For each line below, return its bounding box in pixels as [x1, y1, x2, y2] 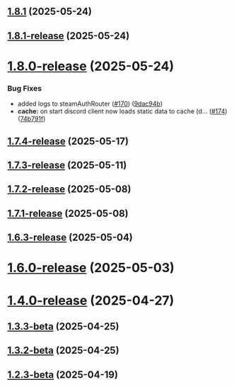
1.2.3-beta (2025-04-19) [7, 369, 119, 381]
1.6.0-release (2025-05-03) [7, 260, 175, 276]
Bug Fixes [7, 83, 42, 93]
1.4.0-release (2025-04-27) [7, 292, 175, 308]
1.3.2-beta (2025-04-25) [7, 344, 119, 357]
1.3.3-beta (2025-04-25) [7, 320, 119, 332]
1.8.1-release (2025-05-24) [7, 30, 130, 42]
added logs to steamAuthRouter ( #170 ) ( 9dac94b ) [17, 99, 163, 108]
